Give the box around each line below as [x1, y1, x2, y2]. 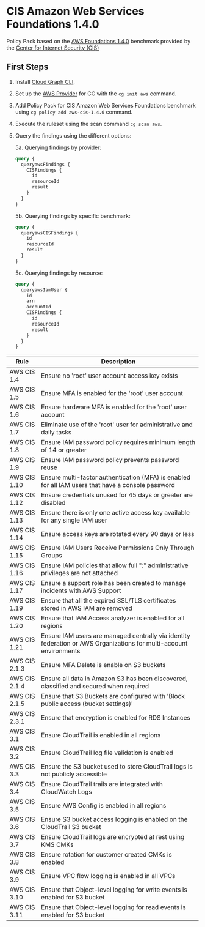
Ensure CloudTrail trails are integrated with [40, 780, 163, 789]
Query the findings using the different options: [15, 132, 132, 139]
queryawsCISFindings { [21, 229, 79, 236]
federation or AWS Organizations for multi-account [40, 639, 188, 648]
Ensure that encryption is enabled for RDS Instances [40, 713, 190, 722]
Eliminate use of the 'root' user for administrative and [40, 420, 193, 429]
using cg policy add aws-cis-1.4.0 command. [15, 108, 133, 116]
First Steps [6, 62, 49, 72]
